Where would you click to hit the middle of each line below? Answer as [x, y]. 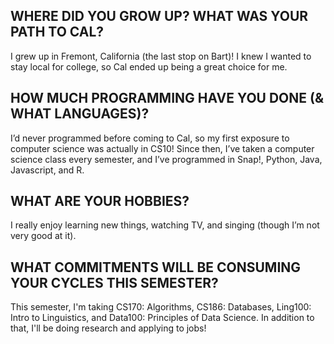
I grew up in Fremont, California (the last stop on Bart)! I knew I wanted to [161, 56]
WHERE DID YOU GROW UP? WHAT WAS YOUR [159, 16]
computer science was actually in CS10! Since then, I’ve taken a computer [162, 148]
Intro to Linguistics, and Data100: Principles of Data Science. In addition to [162, 318]
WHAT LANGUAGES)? [80, 114]
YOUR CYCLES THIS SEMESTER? [114, 282]
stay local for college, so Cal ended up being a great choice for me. [149, 66]
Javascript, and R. [47, 170]
